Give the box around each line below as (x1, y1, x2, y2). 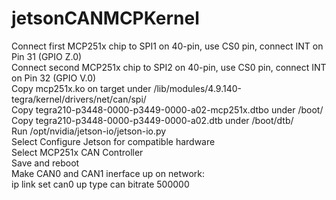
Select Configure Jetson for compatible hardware (11, 135, 216, 147)
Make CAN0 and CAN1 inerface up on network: (11, 167, 205, 179)
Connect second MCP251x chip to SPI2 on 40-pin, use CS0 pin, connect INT (11, 61, 327, 73)
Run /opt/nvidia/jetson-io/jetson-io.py (11, 125, 167, 137)
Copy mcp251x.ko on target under (11, 82, 152, 94)
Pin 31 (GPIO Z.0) (11, 50, 83, 62)
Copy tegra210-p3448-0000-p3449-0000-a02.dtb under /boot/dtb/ (11, 114, 294, 126)
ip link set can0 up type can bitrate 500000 (11, 178, 190, 190)
